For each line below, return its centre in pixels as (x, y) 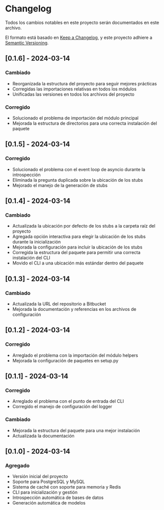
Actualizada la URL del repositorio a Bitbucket (59, 304)
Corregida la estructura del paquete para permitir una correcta (76, 253)
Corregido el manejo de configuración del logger (62, 407)
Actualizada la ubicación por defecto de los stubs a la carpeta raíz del (84, 226)
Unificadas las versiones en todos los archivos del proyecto (73, 94)
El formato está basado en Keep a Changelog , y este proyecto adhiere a (79, 37)
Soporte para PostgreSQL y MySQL (49, 482)
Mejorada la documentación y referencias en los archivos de (74, 309)
